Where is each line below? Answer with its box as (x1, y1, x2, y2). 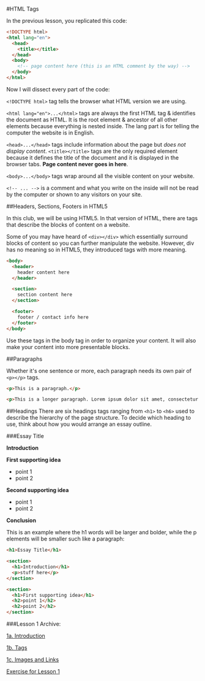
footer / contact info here (17, 314, 89, 320)
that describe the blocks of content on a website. (6, 221, 130, 228)
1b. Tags (6, 644, 28, 651)
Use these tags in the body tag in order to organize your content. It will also (6, 337, 196, 344)
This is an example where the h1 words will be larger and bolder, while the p (6, 529, 197, 536)
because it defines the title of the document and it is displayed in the (6, 153, 179, 161)
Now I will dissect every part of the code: (6, 85, 110, 93)
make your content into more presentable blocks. (6, 343, 130, 350)
